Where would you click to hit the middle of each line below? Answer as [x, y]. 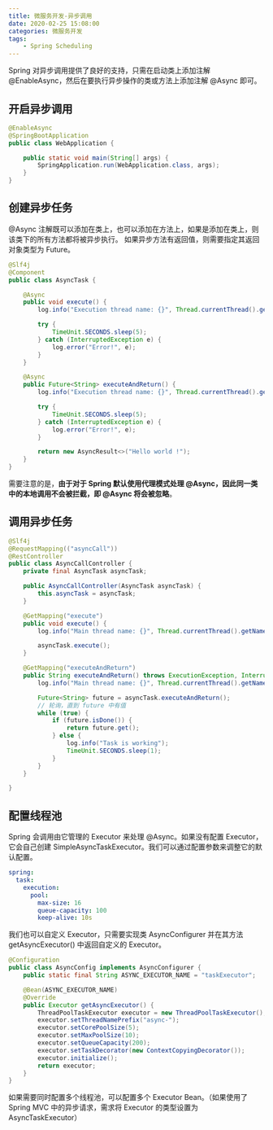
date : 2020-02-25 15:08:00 [54, 24]
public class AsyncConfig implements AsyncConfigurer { [105, 968]
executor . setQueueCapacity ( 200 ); [94, 1043]
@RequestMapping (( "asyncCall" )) [63, 549]
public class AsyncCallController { [70, 564]
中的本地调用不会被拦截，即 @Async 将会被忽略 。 [93, 494]
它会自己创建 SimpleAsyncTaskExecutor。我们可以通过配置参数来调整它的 [132, 847]
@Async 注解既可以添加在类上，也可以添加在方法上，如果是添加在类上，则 [134, 229]
